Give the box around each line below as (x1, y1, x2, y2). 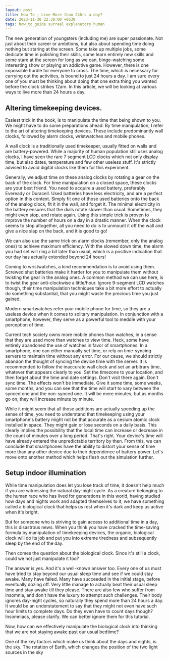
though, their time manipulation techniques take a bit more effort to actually (5, 285, 162, 291)
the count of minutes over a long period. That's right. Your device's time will (5, 433, 163, 439)
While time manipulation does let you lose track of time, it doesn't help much (5, 482, 164, 488)
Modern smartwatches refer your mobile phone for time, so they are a (5, 306, 150, 312)
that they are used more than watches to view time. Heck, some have (5, 337, 149, 343)
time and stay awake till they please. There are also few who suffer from (5, 587, 155, 593)
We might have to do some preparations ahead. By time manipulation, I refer (5, 122, 163, 129)
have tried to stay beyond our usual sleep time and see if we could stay (5, 571, 153, 577)
